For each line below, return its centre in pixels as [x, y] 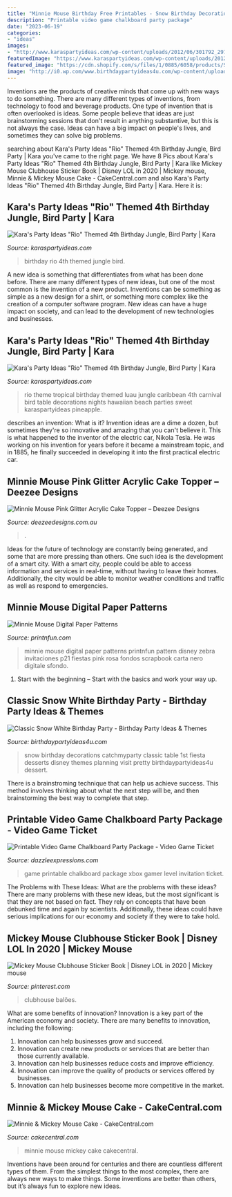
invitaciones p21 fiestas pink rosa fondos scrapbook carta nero [114, 658]
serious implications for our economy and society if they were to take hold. [114, 916]
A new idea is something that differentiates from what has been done [105, 275]
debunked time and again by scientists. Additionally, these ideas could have [115, 909]
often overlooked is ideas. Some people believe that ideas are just [101, 113]
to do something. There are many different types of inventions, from [104, 98]
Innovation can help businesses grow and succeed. [90, 1041]
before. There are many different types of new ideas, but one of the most [111, 282]
